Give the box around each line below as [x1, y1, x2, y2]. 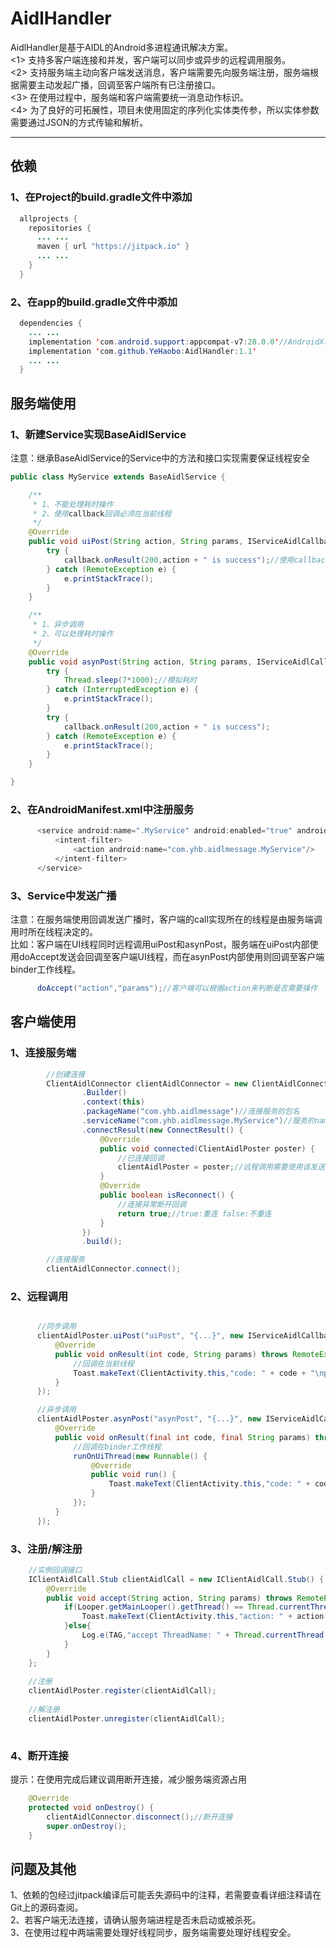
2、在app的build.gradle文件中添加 [10, 295, 178, 309]
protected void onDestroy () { [28, 1802, 155, 1812]
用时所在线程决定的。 [10, 926, 98, 938]
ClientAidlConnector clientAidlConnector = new [46, 1078, 248, 1089]
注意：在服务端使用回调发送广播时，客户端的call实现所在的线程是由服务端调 [10, 913, 323, 926]
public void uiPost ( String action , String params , [28, 537, 244, 547]
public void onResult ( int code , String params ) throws [54, 1349, 288, 1359]
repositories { [28, 223, 92, 233]
